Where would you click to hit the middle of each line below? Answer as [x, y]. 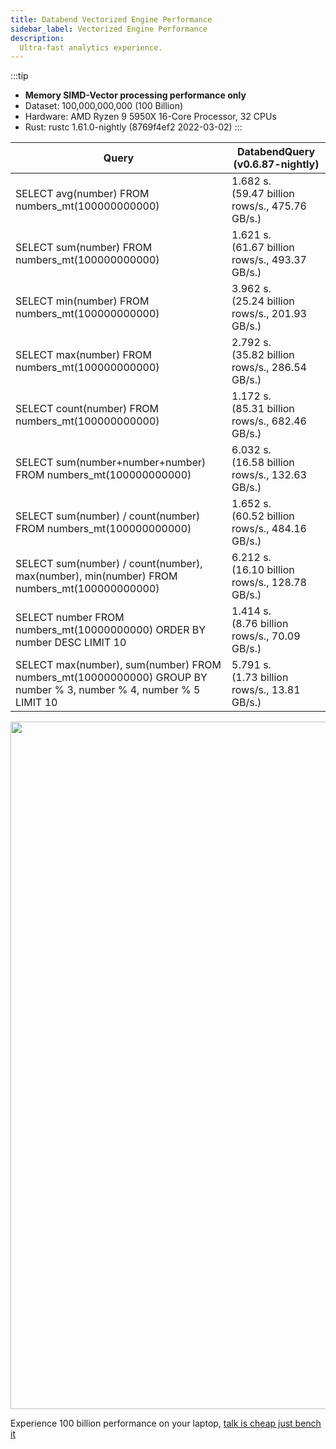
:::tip [19, 76]
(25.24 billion [263, 301]
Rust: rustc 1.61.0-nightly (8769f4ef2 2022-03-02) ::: [133, 127]
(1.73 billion [260, 678]
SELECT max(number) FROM [83, 355]
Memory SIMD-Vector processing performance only [135, 95]
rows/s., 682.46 [269, 421]
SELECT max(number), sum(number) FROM [118, 665]
